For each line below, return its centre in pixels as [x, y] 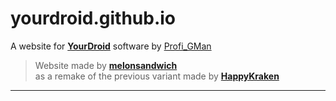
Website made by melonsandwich [106, 65]
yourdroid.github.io [93, 18]
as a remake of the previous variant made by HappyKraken [157, 76]
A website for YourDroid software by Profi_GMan [111, 46]
